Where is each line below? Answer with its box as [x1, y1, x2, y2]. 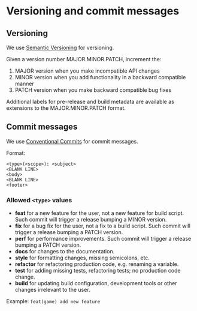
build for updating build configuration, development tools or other [14, 280, 178, 287]
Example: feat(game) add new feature [6, 298, 101, 305]
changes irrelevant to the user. [14, 286, 91, 294]
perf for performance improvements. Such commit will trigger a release [14, 235, 192, 243]
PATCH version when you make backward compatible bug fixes [14, 86, 172, 94]
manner [14, 80, 34, 87]
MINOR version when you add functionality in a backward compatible [14, 74, 186, 80]
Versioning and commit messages [6, 4, 180, 18]
